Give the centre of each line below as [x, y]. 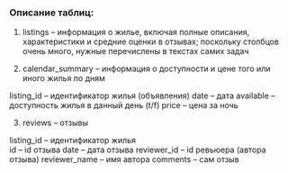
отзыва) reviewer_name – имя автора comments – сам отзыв [125, 159]
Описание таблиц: [52, 13]
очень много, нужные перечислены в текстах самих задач [135, 51]
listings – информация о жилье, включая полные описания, [136, 32]
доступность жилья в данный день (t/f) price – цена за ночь [124, 105]
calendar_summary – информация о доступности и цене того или [146, 68]
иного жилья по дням [64, 78]
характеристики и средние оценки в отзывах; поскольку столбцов [150, 41]
